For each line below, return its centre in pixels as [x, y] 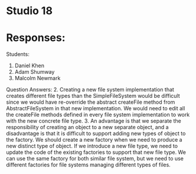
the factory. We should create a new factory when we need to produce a [94, 140]
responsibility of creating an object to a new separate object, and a [88, 127]
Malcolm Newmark [37, 78]
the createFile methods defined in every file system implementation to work [98, 115]
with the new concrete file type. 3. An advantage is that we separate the [94, 121]
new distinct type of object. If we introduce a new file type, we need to [92, 146]
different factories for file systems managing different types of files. [89, 165]
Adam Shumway [35, 72]
